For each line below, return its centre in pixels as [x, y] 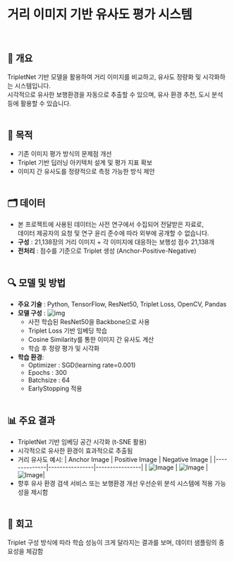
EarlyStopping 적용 [55, 388]
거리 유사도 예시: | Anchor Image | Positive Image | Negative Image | [115, 459]
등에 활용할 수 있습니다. [39, 103]
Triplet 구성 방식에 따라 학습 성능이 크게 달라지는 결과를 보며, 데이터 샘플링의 [112, 542]
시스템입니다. [33, 85]
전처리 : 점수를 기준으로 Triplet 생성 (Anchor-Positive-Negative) [107, 251]
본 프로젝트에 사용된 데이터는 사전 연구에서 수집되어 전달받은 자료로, [111, 225]
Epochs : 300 [47, 373]
